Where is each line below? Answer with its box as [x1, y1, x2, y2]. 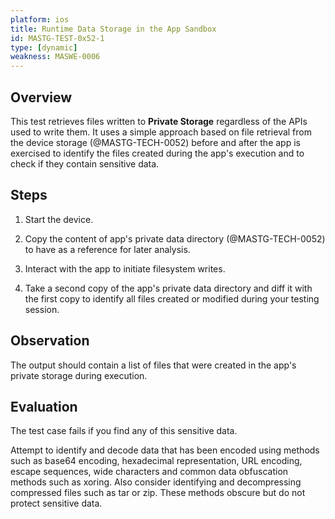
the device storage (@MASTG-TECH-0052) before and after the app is [10, 136, 301, 148]
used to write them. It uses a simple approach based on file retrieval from [10, 126, 312, 138]
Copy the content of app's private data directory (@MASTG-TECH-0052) [24, 232, 326, 245]
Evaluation [10, 398, 78, 415]
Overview [10, 89, 73, 106]
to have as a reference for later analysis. [24, 243, 191, 255]
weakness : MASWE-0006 [10, 52, 101, 62]
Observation [10, 332, 90, 350]
